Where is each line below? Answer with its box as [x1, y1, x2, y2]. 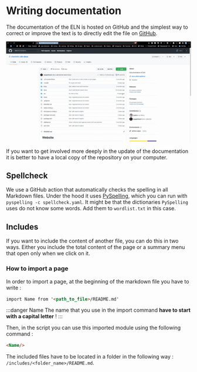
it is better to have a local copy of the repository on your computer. [6, 153, 168, 161]
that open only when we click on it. [6, 250, 90, 257]
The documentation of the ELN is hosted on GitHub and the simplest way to [6, 23, 189, 30]
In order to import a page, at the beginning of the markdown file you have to [6, 278, 189, 285]
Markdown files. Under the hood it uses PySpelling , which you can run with [6, 192, 188, 200]
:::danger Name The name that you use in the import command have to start [6, 306, 191, 314]
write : [6, 284, 22, 291]
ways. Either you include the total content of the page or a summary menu [6, 244, 185, 251]
